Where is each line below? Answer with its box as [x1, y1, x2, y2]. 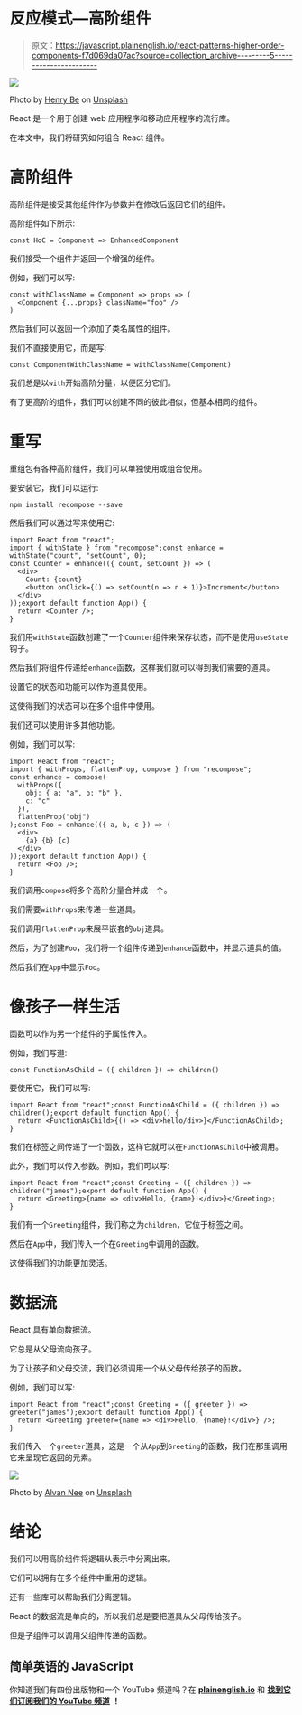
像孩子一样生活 [9, 996, 121, 1017]
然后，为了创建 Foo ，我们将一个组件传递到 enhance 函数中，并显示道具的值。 [9, 942, 287, 953]
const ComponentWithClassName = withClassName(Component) [9, 360, 232, 369]
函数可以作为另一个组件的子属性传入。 [9, 1028, 151, 1039]
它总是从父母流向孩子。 [9, 1343, 96, 1354]
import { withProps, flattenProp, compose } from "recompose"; [9, 765, 252, 774]
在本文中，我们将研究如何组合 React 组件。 [9, 132, 169, 143]
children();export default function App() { [9, 1108, 179, 1117]
